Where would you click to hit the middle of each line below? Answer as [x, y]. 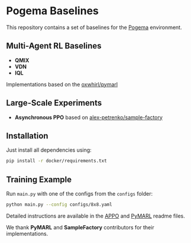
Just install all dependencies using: [49, 150]
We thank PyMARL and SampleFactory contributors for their [80, 227]
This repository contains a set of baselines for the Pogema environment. [94, 27]
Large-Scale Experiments [54, 103]
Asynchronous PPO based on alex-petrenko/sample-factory [88, 117]
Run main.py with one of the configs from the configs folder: [80, 194]
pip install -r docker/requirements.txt [57, 161]
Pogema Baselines [53, 11]
